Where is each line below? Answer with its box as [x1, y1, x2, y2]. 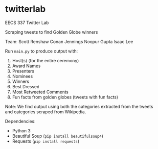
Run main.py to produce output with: [5, 48, 78, 54]
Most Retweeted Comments [12, 89, 68, 95]
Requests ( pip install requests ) [12, 138, 80, 144]
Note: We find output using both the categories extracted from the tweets [5, 103, 153, 109]
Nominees [12, 73, 33, 79]
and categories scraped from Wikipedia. [5, 109, 86, 115]
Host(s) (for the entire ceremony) [12, 57, 79, 63]
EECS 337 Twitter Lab [5, 20, 49, 25]
